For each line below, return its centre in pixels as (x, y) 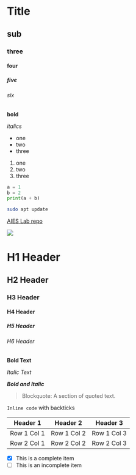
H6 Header (21, 342)
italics (14, 126)
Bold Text (19, 360)
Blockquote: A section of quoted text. (69, 395)
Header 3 (109, 422)
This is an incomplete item (48, 465)
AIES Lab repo (25, 221)
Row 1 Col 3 (109, 433)
